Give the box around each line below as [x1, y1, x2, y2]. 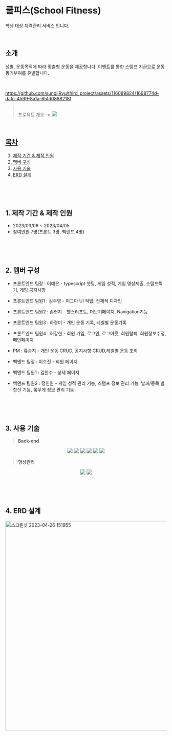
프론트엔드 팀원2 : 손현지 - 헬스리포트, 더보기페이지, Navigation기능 [12, 309, 148, 315]
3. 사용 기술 [5, 424, 40, 432]
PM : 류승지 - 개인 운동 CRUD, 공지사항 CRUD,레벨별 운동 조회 [12, 348, 138, 354]
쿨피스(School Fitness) [5, 5, 101, 16]
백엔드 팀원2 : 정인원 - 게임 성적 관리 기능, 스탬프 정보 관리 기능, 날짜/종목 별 [12, 380, 165, 386]
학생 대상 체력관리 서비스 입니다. [5, 23, 70, 29]
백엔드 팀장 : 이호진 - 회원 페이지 [12, 359, 78, 365]
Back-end [17, 438, 39, 444]
